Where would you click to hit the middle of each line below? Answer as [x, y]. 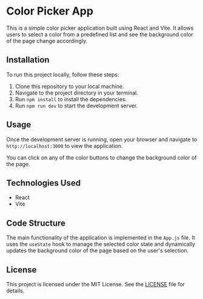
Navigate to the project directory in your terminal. [76, 93]
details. [15, 291]
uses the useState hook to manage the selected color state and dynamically [101, 244]
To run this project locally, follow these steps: [63, 75]
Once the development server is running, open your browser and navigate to [102, 139]
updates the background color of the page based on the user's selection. [98, 250]
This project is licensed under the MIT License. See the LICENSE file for [96, 284]
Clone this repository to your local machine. [69, 86]
